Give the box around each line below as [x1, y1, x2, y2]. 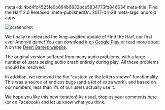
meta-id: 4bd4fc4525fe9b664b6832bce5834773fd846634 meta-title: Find [5, 4, 158, 10]
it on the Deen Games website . [5, 44, 67, 50]
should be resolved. [5, 64, 45, 70]
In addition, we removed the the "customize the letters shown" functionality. [5, 74, 159, 79]
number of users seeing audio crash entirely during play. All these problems [5, 59, 159, 65]
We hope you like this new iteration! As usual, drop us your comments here [5, 94, 157, 100]
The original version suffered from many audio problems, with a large [5, 54, 145, 60]
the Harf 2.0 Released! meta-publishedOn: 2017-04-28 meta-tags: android [5, 9, 157, 15]
